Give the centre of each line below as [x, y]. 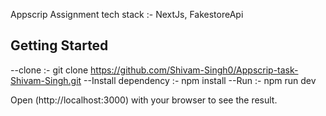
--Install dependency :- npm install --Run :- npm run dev [200, 80]
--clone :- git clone [49, 70]
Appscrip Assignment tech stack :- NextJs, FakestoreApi [127, 14]
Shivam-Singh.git [46, 80]
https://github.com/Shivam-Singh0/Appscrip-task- [194, 70]
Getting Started [59, 45]
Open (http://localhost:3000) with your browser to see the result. [144, 100]
